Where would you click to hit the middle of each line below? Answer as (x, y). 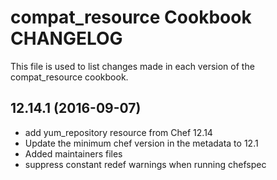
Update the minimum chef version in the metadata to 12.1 (141, 143)
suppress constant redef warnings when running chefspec (145, 164)
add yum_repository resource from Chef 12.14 (118, 132)
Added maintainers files (73, 153)
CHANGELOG (66, 38)
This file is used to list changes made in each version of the (132, 66)
